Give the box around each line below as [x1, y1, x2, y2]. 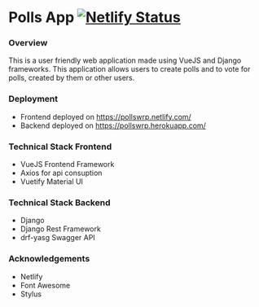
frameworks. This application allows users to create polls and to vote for [8, 64, 251, 74]
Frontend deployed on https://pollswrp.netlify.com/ [20, 112, 191, 121]
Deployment [8, 94, 59, 105]
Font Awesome [20, 280, 71, 290]
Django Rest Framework [20, 224, 102, 234]
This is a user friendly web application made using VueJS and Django [8, 55, 242, 65]
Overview [8, 37, 48, 49]
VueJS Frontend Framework [20, 160, 115, 169]
